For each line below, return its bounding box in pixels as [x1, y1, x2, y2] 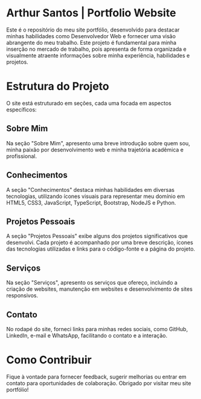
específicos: [6, 106, 37, 113]
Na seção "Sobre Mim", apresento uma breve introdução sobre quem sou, [6, 139, 190, 147]
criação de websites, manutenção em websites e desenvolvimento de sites [6, 285, 193, 293]
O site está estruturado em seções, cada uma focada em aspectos [6, 99, 172, 107]
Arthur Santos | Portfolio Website [6, 6, 176, 20]
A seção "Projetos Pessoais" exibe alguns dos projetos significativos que [6, 232, 188, 240]
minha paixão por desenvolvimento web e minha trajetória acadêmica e [6, 146, 184, 153]
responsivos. [6, 292, 39, 299]
